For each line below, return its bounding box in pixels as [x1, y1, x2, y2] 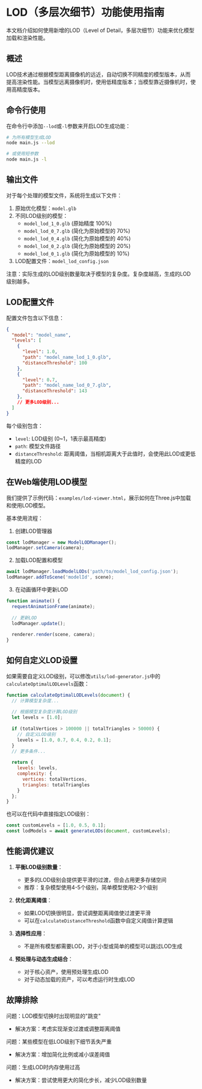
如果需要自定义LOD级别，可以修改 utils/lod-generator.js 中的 [6, 672, 161, 679]
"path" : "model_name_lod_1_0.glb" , [22, 354, 112, 361]
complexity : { [17, 770, 52, 777]
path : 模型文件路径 [14, 442, 61, 449]
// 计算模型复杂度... [11, 697, 60, 703]
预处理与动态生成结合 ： [14, 955, 73, 962]
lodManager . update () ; [11, 620, 66, 626]
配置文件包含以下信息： [6, 314, 64, 322]
